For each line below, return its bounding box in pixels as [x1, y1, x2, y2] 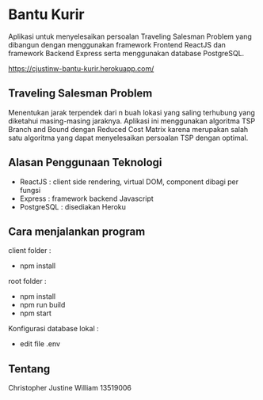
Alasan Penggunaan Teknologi [8, 156, 162, 169]
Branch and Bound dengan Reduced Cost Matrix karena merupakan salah [8, 124, 249, 134]
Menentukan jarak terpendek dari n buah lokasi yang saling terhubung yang [8, 108, 256, 117]
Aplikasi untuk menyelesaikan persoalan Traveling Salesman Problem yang [8, 32, 252, 41]
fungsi [19, 185, 41, 194]
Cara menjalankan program [8, 225, 146, 238]
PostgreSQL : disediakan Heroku [19, 202, 127, 211]
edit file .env [19, 339, 61, 349]
